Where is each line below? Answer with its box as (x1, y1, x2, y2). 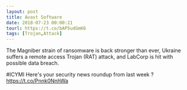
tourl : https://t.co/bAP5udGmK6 (6, 25, 86, 31)
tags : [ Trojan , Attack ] (6, 31, 62, 37)
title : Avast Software (6, 14, 62, 20)
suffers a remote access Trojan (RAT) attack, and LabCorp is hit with (6, 53, 173, 60)
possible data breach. (6, 60, 59, 67)
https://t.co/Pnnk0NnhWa (6, 78, 68, 85)
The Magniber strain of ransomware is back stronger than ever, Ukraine (6, 47, 181, 54)
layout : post (6, 8, 39, 15)
